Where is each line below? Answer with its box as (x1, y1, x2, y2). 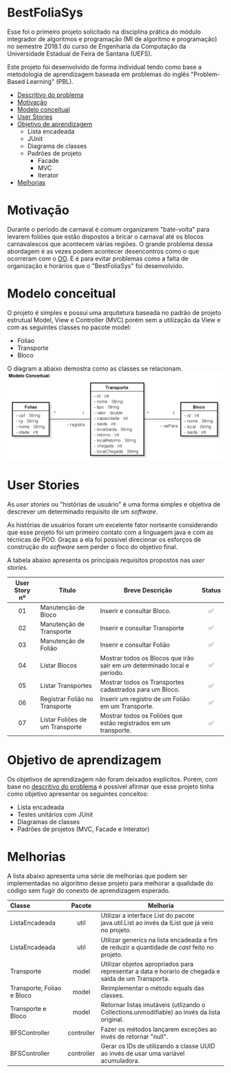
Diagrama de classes (27, 142, 87, 150)
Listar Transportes (40, 682, 92, 690)
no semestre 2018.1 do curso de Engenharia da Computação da (7, 42, 187, 50)
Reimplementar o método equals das (100, 984, 205, 993)
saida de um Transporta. (100, 974, 170, 982)
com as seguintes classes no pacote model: (7, 323, 132, 331)
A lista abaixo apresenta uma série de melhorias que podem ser (7, 872, 188, 880)
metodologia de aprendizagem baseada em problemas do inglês (7, 70, 190, 78)
